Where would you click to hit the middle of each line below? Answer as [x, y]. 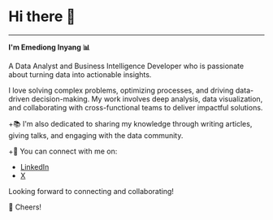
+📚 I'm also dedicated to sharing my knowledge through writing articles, [130, 123]
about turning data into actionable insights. [80, 74]
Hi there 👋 [42, 17]
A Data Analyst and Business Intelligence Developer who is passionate [126, 66]
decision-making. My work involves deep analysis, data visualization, [147, 99]
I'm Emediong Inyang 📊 [50, 47]
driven [19, 99]
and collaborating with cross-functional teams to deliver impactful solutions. [136, 107]
